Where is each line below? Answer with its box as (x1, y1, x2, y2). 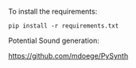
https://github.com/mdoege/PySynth (8, 51, 129, 60)
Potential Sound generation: (8, 36, 99, 45)
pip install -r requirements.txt (8, 22, 119, 30)
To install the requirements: (8, 7, 98, 16)
